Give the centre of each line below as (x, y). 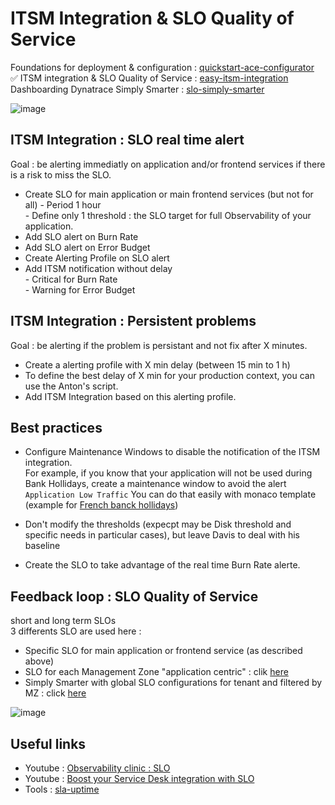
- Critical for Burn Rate (71, 279)
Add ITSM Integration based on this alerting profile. (130, 396)
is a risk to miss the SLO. (61, 174)
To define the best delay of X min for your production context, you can (169, 375)
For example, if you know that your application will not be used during (168, 473)
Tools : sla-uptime (62, 789)
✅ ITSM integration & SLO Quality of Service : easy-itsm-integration (149, 78)
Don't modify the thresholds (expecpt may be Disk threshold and (158, 524)
